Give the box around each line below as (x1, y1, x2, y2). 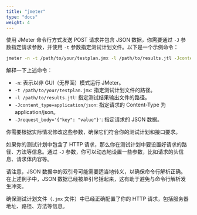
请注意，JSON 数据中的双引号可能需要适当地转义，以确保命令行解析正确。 (6, 168, 186, 175)
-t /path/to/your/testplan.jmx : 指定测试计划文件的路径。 (14, 86, 156, 94)
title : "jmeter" (6, 8, 46, 15)
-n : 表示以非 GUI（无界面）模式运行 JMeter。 (14, 79, 124, 86)
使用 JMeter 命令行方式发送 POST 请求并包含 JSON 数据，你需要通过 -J (6, 36, 180, 43)
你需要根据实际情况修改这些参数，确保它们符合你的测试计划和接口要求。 (6, 129, 181, 136)
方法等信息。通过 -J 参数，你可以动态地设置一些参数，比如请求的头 (16, 148, 179, 156)
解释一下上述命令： (6, 67, 53, 74)
